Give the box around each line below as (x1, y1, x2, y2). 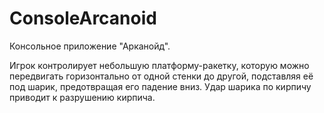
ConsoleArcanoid (9, 7, 157, 30)
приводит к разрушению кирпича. (9, 91, 156, 103)
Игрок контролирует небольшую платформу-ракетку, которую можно (9, 59, 310, 71)
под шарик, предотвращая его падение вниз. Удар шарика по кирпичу (9, 80, 312, 92)
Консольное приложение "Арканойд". (9, 40, 171, 52)
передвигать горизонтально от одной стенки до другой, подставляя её (9, 70, 314, 82)
